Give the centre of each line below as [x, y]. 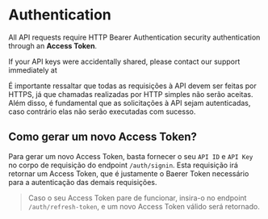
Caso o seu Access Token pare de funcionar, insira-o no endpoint [137, 198]
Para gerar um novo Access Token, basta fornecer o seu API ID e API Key [131, 156]
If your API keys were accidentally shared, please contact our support [124, 61]
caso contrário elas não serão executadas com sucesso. [102, 112]
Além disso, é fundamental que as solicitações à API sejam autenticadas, [130, 103]
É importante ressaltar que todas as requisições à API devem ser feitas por [132, 86]
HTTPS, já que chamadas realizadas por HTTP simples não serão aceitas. [131, 94]
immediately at [33, 69]
